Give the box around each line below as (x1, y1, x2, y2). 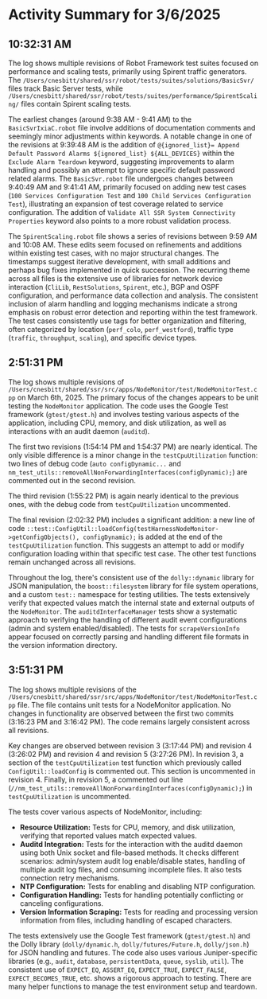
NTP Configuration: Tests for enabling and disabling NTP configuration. (19, 881, 256, 891)
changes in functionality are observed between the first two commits (8, 708, 234, 718)
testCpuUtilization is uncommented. (8, 791, 131, 801)
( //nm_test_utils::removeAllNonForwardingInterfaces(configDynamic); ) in (8, 782, 253, 793)
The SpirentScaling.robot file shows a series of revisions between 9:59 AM (8, 232, 257, 240)
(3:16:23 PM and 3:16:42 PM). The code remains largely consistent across (8, 716, 250, 726)
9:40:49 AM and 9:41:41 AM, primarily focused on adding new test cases (8, 182, 246, 192)
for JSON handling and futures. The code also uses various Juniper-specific (8, 947, 258, 957)
